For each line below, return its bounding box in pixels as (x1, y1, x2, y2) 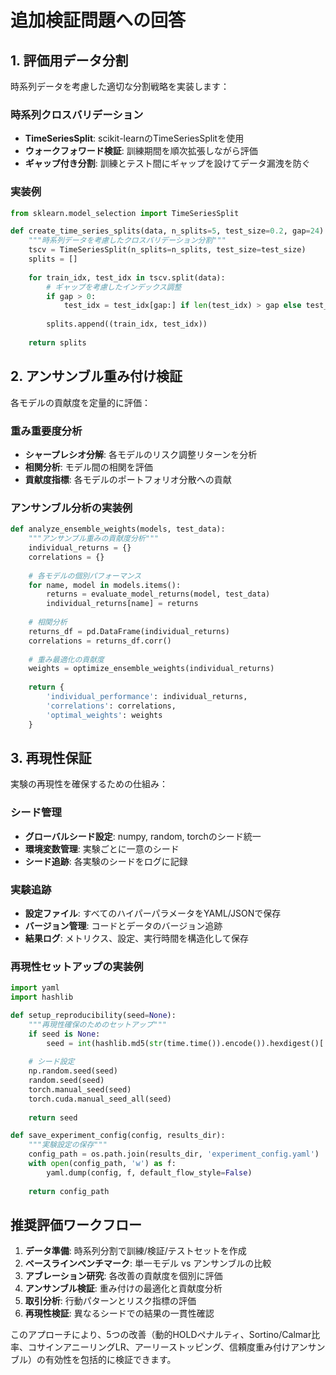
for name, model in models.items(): (28, 580, 182, 590)
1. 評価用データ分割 (10, 52, 129, 69)
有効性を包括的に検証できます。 (44, 1354, 177, 1366)
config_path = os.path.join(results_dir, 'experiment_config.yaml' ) (28, 1149, 320, 1160)
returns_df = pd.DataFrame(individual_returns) (28, 626, 230, 636)
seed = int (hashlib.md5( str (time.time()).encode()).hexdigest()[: (46, 1038, 329, 1048)
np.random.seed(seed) (28, 1066, 118, 1076)
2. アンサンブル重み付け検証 (10, 368, 183, 385)
